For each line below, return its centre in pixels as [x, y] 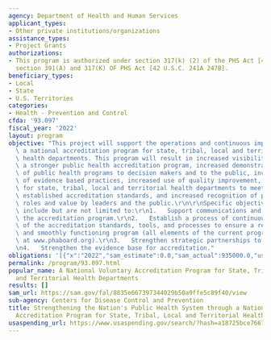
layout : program [35, 135]
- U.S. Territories [41, 98]
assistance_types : [39, 38]
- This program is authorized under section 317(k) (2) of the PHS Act [131, 61]
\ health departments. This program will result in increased [122, 158]
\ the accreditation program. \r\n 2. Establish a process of [122, 218]
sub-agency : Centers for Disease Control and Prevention [106, 301]
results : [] [28, 286]
